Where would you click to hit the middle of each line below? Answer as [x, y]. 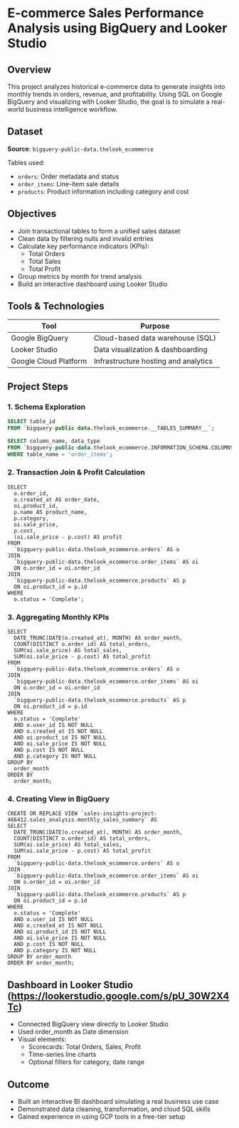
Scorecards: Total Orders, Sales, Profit [84, 1047]
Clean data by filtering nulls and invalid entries [86, 238]
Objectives [32, 214]
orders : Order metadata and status [68, 176]
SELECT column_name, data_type [54, 441]
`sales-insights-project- [119, 814]
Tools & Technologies [56, 306]
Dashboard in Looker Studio [70, 985]
